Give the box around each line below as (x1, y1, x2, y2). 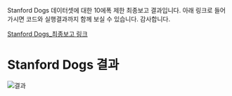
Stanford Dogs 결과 (7, 57, 120, 73)
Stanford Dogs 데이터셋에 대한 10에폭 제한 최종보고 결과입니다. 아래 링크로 (7, 6, 213, 14)
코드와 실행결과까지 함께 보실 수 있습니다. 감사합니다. (25, 15, 171, 23)
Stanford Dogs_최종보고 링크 (7, 30, 88, 38)
